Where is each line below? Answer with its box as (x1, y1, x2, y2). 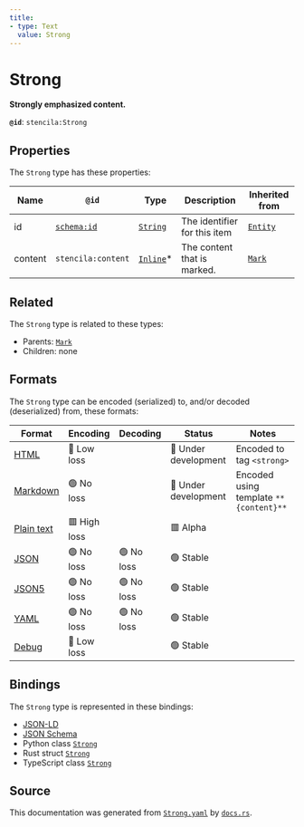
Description (184, 194, 236, 207)
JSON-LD (22, 718, 59, 729)
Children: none (22, 345, 79, 356)
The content (180, 241, 233, 254)
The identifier (180, 215, 238, 227)
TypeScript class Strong (22, 757, 112, 768)
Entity (247, 222, 276, 232)
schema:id (55, 222, 98, 232)
